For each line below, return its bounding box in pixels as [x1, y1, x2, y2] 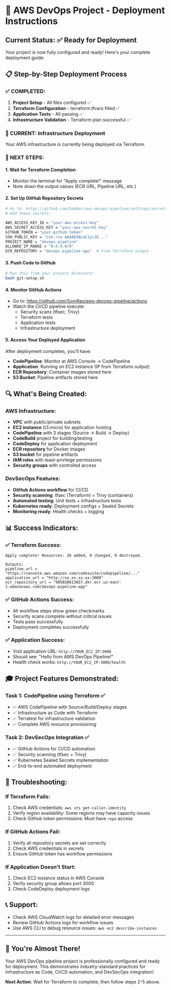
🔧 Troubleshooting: [5, 778, 68, 787]
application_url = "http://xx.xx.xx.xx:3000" [5, 575, 103, 580]
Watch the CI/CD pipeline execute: [12, 303, 85, 310]
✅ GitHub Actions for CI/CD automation [12, 745, 96, 752]
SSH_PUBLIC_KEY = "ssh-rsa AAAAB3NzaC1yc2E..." [5, 234, 108, 239]
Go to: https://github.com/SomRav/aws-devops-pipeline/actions [12, 298, 148, 304]
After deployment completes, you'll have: [5, 348, 92, 354]
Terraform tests [20, 314, 53, 320]
